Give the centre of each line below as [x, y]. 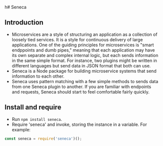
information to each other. [38, 76]
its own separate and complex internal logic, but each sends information [85, 55]
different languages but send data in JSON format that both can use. [81, 65]
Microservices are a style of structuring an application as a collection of [84, 34]
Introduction [24, 22]
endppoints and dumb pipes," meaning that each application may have [83, 50]
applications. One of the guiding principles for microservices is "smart [83, 45]
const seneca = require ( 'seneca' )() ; [43, 139]
